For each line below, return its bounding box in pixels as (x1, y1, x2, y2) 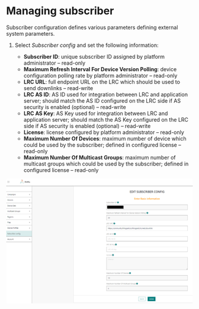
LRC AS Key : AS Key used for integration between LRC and (23, 110, 168, 117)
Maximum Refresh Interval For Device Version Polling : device (23, 65, 177, 72)
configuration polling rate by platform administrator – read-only (23, 72, 178, 79)
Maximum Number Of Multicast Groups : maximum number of (23, 154, 176, 161)
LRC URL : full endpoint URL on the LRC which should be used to (23, 78, 181, 85)
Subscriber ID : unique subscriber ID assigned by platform (23, 53, 165, 60)
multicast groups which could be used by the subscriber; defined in (23, 160, 189, 167)
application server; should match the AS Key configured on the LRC (23, 116, 188, 123)
